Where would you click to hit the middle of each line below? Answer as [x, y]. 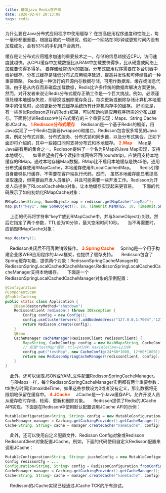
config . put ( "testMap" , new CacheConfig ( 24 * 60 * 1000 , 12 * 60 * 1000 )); [93, 352]
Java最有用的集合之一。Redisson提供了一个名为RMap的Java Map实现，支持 [83, 149]
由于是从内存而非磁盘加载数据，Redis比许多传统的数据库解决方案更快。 [86, 88]
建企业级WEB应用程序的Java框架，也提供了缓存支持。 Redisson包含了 [79, 254]
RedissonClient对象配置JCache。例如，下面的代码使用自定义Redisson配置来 [83, 442]
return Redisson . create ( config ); [57, 324]
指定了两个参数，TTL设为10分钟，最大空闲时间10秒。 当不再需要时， [86, 223]
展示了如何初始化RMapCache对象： [46, 192]
